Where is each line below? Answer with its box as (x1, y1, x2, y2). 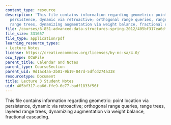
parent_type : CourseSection (5, 64, 65, 69)
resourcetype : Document (5, 74, 56, 79)
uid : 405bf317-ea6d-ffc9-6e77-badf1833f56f (5, 83, 99, 88)
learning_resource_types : (5, 41, 60, 46)
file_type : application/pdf (5, 36, 65, 41)
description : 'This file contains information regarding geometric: (5, 12, 154, 17)
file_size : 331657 (5, 31, 44, 36)
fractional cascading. (5, 113, 50, 120)
